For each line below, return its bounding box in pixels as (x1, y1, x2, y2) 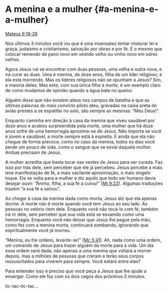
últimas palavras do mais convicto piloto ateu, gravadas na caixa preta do (5, 102, 157, 108)
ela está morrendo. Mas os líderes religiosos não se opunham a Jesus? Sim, (5, 77, 162, 83)
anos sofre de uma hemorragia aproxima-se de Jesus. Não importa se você (5, 128, 161, 134)
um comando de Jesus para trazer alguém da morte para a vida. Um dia (5, 242, 154, 248)
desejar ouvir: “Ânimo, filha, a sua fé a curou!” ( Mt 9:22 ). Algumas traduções (5, 180, 163, 186)
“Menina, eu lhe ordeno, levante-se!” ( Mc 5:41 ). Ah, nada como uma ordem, (5, 237, 161, 243)
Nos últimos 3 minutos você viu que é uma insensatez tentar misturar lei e (5, 40, 158, 46)
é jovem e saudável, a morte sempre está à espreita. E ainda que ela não (5, 133, 155, 139)
